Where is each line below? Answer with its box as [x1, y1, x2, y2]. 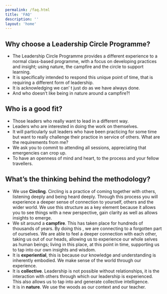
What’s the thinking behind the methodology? [5, 175, 151, 183]
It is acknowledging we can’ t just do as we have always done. [12, 85, 141, 91]
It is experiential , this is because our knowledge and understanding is [12, 252, 156, 258]
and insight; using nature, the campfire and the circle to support [12, 63, 144, 70]
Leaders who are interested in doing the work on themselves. [12, 123, 139, 129]
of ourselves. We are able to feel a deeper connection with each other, [12, 230, 157, 236]
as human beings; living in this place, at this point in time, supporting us [12, 241, 160, 247]
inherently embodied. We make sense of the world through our [12, 257, 142, 263]
